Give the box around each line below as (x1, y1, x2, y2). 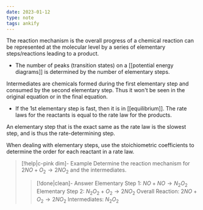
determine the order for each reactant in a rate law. (6, 148, 135, 156)
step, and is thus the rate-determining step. (6, 129, 116, 137)
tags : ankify (6, 20, 40, 26)
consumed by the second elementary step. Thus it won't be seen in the (6, 87, 185, 94)
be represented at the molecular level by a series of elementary (6, 43, 166, 51)
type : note (6, 15, 34, 21)
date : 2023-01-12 (6, 9, 51, 15)
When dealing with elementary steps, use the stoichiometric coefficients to (6, 142, 194, 149)
